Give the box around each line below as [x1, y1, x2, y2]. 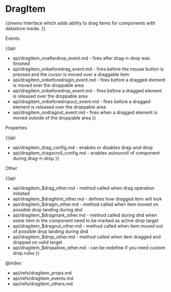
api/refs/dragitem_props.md [12, 270, 72, 276]
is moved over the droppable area [12, 82, 84, 88]
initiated [12, 190, 30, 197]
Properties [5, 125, 28, 131]
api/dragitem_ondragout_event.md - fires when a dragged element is [12, 109, 158, 115]
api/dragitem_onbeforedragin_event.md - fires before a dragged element [12, 77, 166, 83]
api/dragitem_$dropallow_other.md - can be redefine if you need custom [12, 245, 166, 251]
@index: [5, 260, 23, 266]
